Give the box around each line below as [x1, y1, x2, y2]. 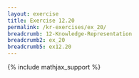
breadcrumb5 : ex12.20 [7, 43, 72, 50]
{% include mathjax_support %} [7, 63, 101, 71]
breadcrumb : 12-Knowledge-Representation [7, 30, 133, 38]
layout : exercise [7, 10, 59, 18]
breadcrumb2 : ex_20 [7, 37, 66, 44]
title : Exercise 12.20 [7, 17, 75, 24]
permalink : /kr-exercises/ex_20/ [7, 23, 107, 30]
